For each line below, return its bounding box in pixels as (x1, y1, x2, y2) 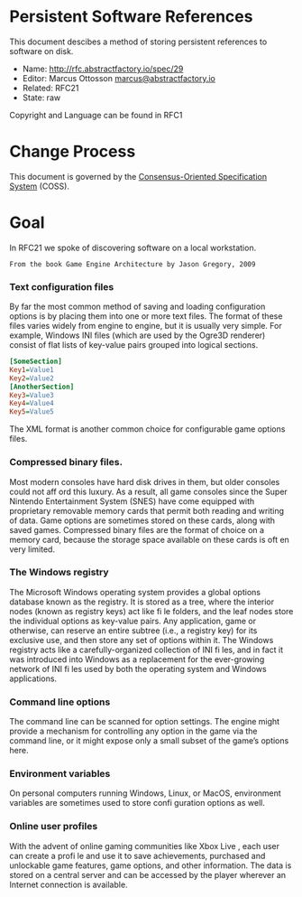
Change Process (9, 142, 136, 162)
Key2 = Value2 (9, 373, 54, 383)
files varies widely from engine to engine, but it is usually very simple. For (9, 321, 282, 332)
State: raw (22, 92, 61, 103)
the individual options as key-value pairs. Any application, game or (9, 615, 257, 626)
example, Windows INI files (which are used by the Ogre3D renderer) (9, 330, 266, 341)
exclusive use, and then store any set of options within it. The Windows (9, 634, 274, 645)
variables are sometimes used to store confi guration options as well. (9, 798, 266, 808)
